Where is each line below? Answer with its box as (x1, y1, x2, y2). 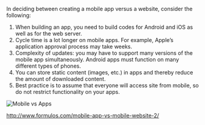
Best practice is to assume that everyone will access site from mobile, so (15, 82, 199, 89)
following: (6, 12, 31, 19)
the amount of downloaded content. (15, 76, 106, 82)
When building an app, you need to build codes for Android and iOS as (15, 24, 193, 30)
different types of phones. (15, 62, 81, 70)
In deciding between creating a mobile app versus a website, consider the (6, 5, 193, 12)
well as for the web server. (15, 30, 83, 37)
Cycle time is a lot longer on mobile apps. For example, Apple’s (15, 37, 174, 43)
